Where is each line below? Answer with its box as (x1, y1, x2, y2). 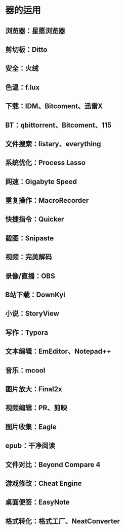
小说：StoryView (5, 309, 60, 318)
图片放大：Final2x (5, 385, 62, 393)
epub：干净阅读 (5, 442, 56, 450)
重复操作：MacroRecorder (5, 196, 89, 205)
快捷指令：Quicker (5, 215, 64, 224)
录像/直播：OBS (5, 271, 55, 280)
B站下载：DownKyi (5, 291, 66, 299)
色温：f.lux (5, 83, 40, 91)
